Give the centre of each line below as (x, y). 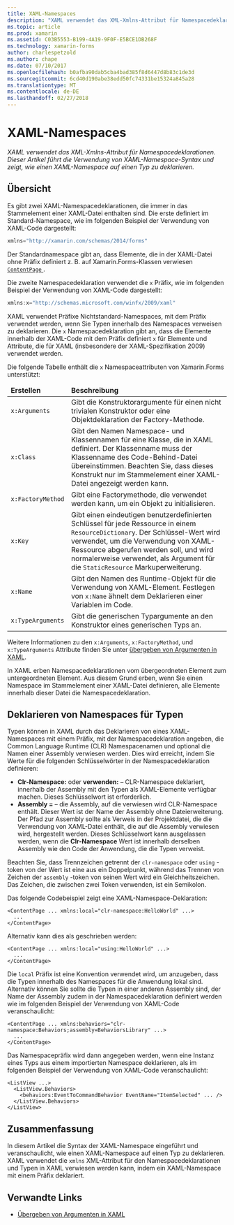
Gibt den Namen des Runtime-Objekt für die (143, 579)
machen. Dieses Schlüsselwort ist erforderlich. (84, 797)
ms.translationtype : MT (42, 85)
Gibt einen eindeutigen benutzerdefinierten (141, 514)
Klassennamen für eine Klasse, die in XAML (142, 440)
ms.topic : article (34, 27)
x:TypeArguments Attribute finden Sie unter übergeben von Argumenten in (112, 649)
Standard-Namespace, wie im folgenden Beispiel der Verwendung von (108, 220)
